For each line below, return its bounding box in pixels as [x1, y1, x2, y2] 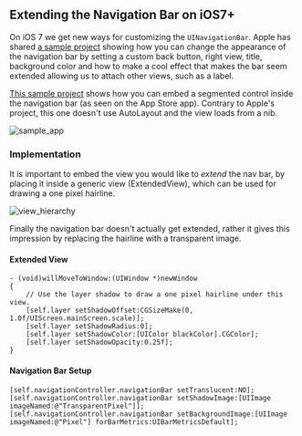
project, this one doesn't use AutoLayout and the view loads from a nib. [9, 107, 278, 118]
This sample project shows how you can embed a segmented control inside [9, 88, 294, 99]
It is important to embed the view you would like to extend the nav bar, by [9, 169, 286, 180]
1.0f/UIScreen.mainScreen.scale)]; [9, 314, 145, 323]
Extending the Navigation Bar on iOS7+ [9, 7, 235, 23]
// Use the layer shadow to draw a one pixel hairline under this [26, 290, 284, 299]
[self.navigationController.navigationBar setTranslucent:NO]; [9, 385, 255, 395]
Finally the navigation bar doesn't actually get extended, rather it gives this [9, 223, 290, 234]
